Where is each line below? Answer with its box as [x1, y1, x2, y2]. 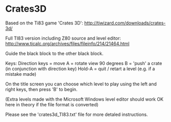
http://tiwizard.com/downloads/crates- [84, 20, 166, 26]
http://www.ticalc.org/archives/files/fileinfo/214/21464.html [5, 40, 130, 46]
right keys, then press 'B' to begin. [5, 86, 78, 92]
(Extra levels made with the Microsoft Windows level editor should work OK [5, 96, 164, 102]
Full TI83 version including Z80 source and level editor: [5, 35, 121, 41]
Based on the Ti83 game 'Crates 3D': [5, 20, 83, 26]
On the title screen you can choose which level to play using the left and [5, 81, 157, 87]
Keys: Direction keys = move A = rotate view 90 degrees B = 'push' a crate [5, 60, 162, 66]
